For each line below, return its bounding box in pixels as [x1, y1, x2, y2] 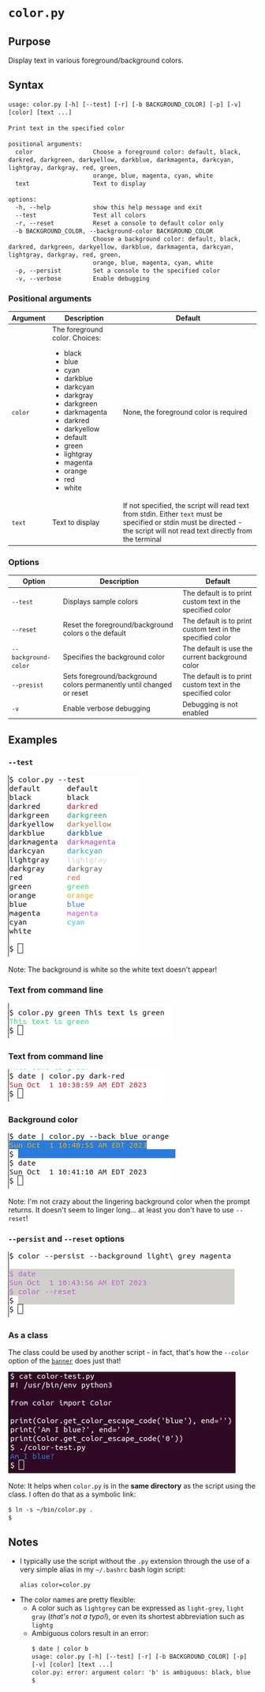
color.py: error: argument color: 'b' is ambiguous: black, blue [31, 1669, 251, 1677]
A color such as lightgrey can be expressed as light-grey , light [31, 1603, 244, 1613]
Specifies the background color [62, 652, 166, 662]
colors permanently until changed [62, 680, 172, 689]
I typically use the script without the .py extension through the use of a [19, 1557, 250, 1566]
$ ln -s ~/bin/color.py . [8, 1506, 93, 1514]
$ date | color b [31, 1645, 89, 1653]
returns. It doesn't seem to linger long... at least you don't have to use [8, 1205, 234, 1214]
